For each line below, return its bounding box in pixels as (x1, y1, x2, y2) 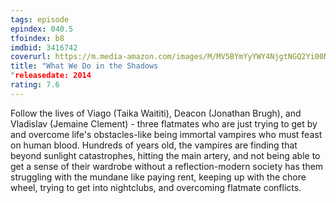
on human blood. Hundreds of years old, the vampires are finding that (10, 139, 298, 151)
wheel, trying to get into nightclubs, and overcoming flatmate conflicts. (10, 181, 302, 193)
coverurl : (10, 52, 52, 62)
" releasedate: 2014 (10, 71, 92, 81)
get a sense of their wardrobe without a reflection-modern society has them (10, 160, 324, 172)
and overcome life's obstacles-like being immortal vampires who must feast (10, 128, 323, 140)
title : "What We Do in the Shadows (10, 61, 159, 71)
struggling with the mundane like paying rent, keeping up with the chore (10, 171, 307, 183)
